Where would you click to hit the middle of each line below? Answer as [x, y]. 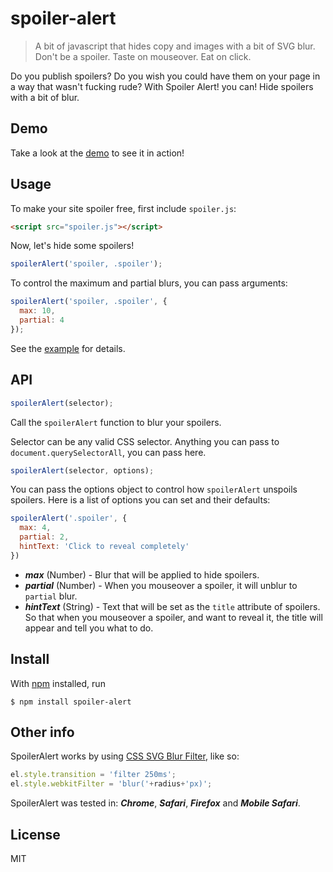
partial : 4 [42, 320]
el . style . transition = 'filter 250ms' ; [93, 775]
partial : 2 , [44, 537]
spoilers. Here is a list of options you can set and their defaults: [140, 500]
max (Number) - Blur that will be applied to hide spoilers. [142, 574]
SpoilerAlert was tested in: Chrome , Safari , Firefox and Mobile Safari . [155, 803]
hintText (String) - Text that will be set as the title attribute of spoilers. [172, 606]
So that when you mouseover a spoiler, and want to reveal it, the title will [173, 617]
